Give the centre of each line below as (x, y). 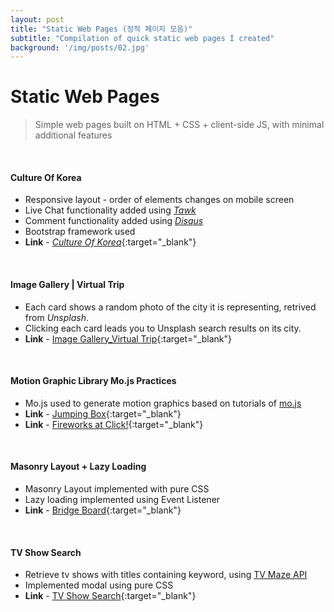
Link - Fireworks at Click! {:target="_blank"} (114, 424)
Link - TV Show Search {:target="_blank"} (110, 596)
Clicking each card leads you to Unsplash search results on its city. (163, 328)
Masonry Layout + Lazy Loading (78, 467)
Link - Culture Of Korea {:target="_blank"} (110, 242)
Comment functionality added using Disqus (114, 221)
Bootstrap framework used (80, 232)
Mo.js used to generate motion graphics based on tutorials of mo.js (163, 403)
